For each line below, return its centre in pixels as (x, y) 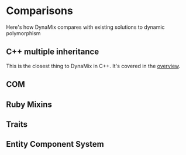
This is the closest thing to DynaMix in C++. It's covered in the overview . (93, 66)
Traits (17, 124)
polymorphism (23, 33)
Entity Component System (55, 144)
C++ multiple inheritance (53, 52)
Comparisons (39, 11)
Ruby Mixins (29, 104)
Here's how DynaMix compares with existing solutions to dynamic (85, 27)
